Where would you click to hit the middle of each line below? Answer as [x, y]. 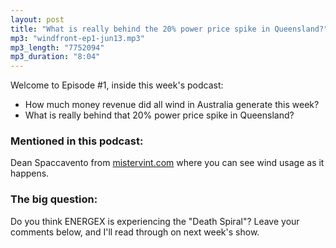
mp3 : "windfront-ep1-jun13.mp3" [77, 38]
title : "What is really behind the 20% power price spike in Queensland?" [169, 29]
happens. [30, 173]
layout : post [37, 19]
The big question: [54, 199]
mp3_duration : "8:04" [55, 57]
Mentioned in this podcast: [77, 141]
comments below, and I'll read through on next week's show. [135, 232]
